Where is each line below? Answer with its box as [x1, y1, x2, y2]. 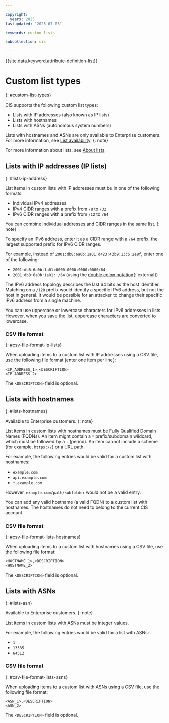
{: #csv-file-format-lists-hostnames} [5, 534, 81, 540]
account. [5, 509, 24, 515]
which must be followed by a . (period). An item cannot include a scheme [5, 438, 158, 444]
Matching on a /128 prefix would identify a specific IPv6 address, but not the [5, 286, 164, 293]
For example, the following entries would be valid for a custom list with [5, 453, 152, 459]
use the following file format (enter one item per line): [5, 357, 116, 364]
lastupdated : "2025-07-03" [5, 21, 62, 26]
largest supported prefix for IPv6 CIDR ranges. [5, 241, 102, 247]
